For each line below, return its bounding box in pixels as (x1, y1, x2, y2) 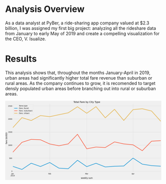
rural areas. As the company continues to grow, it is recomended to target (5, 80, 156, 86)
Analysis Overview (5, 3, 85, 15)
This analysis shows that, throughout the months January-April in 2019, (5, 70, 151, 76)
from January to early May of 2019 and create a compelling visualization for (5, 30, 160, 36)
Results (5, 53, 37, 65)
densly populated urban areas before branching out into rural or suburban (5, 86, 156, 92)
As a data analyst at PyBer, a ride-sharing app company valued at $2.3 (5, 20, 150, 26)
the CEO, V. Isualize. (5, 36, 46, 42)
